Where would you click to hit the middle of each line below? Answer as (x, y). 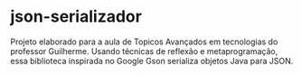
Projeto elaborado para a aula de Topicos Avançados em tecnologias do (144, 42)
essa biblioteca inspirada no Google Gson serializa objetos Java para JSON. (152, 61)
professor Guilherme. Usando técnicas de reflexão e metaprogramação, (144, 51)
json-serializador (76, 17)
